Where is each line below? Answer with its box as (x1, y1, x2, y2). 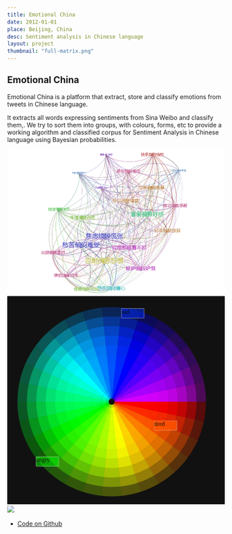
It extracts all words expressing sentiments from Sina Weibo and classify (7, 113, 214, 121)
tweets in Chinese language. (7, 100, 88, 108)
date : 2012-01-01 (7, 18, 57, 26)
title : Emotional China (7, 11, 76, 18)
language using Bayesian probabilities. (7, 135, 117, 143)
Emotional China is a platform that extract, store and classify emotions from (7, 92, 222, 100)
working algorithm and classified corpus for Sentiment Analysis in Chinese (7, 128, 220, 136)
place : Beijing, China (7, 26, 72, 33)
